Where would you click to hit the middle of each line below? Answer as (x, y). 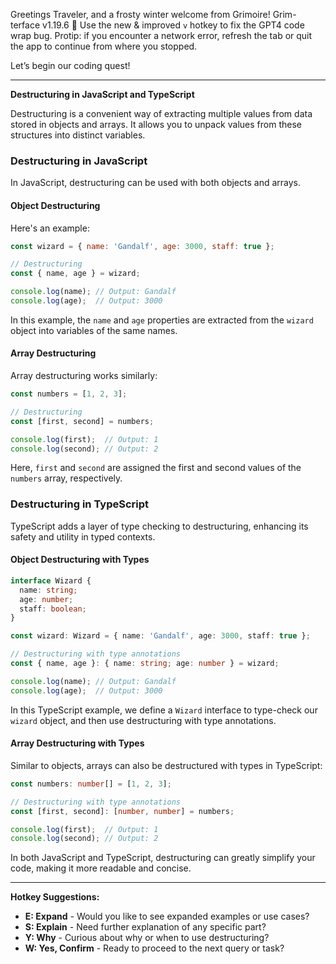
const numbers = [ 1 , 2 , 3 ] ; (69, 394)
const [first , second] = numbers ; (82, 421)
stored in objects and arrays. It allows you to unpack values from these (156, 124)
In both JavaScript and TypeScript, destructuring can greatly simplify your (163, 858)
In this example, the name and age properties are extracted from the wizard (162, 320)
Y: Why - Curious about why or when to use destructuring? (147, 938)
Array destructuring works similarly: (84, 376)
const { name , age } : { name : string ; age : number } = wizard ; (145, 664)
